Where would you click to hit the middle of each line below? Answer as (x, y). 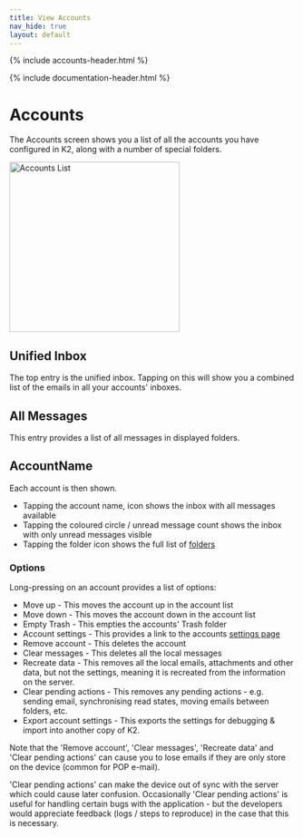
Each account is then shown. (64, 488)
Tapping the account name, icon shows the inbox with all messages (149, 505)
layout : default (40, 34)
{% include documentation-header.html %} (90, 78)
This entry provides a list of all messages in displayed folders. (125, 437)
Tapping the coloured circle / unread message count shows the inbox (152, 525)
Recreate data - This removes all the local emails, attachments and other (158, 663)
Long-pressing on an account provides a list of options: (113, 588)
